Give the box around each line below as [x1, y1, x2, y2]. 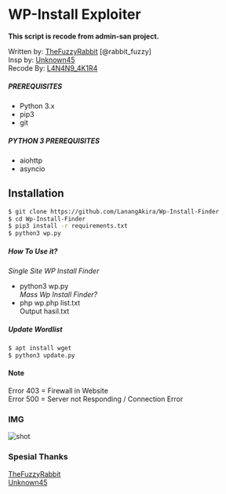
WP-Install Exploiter [8, 5, 141, 24]
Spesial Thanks [8, 452, 68, 463]
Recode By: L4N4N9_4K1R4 [8, 63, 98, 72]
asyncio [19, 163, 46, 174]
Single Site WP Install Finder [8, 266, 100, 276]
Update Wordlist [8, 324, 63, 334]
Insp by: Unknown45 [8, 55, 75, 64]
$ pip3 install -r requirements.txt [8, 222, 128, 230]
